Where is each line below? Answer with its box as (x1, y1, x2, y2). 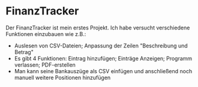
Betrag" (14, 48, 34, 55)
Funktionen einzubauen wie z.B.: (5, 30, 86, 37)
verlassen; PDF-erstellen (14, 61, 76, 68)
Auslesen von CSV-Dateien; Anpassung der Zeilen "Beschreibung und (14, 42, 188, 49)
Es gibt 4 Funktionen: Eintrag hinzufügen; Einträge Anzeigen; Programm (14, 55, 193, 62)
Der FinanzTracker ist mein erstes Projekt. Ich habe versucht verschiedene (5, 24, 190, 31)
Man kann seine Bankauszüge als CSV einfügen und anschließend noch (14, 67, 193, 74)
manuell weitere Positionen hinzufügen (14, 74, 111, 81)
